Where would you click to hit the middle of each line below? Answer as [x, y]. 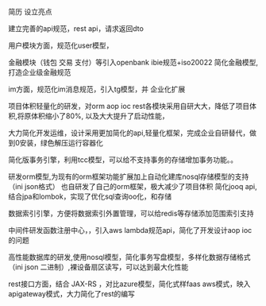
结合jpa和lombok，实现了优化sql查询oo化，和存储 [90, 196]
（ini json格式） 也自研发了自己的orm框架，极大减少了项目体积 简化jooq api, [133, 186]
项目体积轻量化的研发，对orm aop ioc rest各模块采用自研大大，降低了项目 [129, 106]
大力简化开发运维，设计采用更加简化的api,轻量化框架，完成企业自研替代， [129, 133]
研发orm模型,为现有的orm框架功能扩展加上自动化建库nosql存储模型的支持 [129, 176]
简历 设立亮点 [30, 12]
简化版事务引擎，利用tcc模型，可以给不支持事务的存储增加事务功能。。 [123, 160]
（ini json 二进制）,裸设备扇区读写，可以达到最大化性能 [98, 267]
